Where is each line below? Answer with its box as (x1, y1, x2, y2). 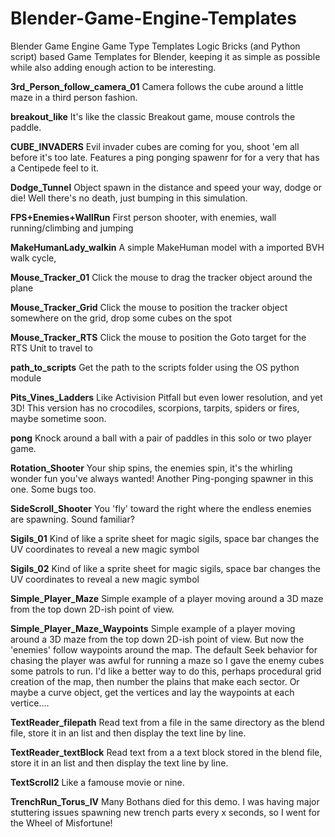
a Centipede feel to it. (10, 162, 100, 174)
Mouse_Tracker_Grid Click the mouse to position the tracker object (10, 301, 288, 313)
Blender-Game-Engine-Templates (10, 7, 297, 30)
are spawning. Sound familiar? (10, 513, 135, 525)
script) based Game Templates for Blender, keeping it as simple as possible (10, 50, 321, 62)
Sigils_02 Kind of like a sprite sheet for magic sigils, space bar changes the (10, 562, 321, 574)
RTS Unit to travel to (10, 342, 93, 354)
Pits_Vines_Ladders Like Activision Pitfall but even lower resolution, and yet (10, 391, 323, 403)
